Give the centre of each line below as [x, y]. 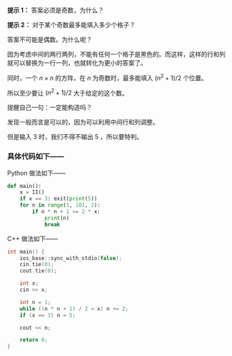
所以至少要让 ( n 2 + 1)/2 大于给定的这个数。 [68, 92]
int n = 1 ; [35, 302]
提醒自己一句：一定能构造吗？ [50, 107]
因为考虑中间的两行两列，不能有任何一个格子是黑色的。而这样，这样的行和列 [116, 54]
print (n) [57, 218]
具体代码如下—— [36, 156]
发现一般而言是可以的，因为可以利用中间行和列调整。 [83, 122]
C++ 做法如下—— [33, 238]
